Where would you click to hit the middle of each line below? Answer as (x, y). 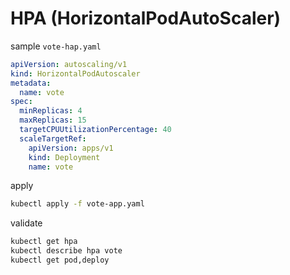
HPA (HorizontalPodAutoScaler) (146, 18)
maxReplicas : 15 (53, 120)
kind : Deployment (64, 157)
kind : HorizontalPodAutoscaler (75, 73)
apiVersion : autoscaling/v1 (69, 64)
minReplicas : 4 (51, 111)
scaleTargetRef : (53, 138)
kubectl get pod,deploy (60, 260)
